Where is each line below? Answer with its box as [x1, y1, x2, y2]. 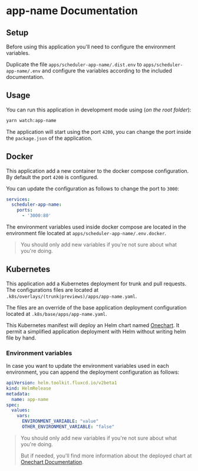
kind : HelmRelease [6, 385, 51, 391]
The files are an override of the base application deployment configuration [6, 304, 187, 311]
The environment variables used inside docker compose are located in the [6, 223, 187, 230]
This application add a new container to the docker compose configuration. [6, 167, 189, 174]
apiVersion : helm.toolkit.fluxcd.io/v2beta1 [6, 380, 117, 386]
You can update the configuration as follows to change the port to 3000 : [6, 185, 180, 192]
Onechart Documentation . [20, 458, 84, 465]
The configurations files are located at [6, 286, 99, 293]
